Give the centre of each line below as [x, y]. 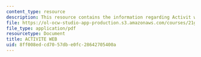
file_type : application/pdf [41, 28]
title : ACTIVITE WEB [32, 39]
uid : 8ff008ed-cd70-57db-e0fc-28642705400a [61, 45]
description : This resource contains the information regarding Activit [99, 17]
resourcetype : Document [36, 34]
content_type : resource [36, 12]
